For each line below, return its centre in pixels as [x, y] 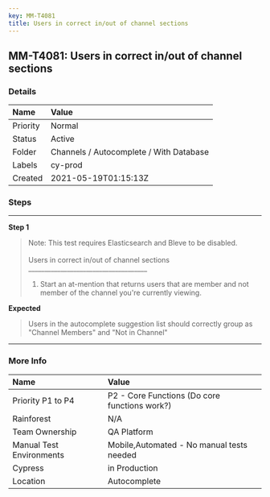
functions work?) [139, 405]
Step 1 [19, 227]
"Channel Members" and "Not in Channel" [98, 333]
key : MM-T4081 [32, 16]
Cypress [28, 468]
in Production [133, 468]
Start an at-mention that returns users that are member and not [144, 284]
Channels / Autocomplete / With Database [130, 152]
